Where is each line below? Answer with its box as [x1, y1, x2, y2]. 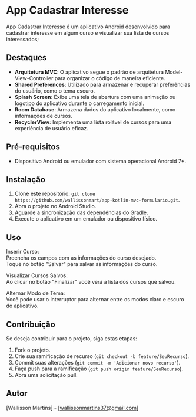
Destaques [6, 52, 47, 63]
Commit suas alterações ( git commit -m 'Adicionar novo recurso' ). [14, 359, 181, 366]
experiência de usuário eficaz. [14, 124, 88, 132]
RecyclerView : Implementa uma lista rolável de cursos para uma [14, 119, 172, 126]
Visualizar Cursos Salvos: [6, 272, 68, 279]
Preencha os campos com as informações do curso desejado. [6, 254, 157, 261]
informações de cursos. [14, 112, 72, 119]
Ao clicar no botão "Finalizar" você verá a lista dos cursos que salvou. [6, 278, 177, 285]
